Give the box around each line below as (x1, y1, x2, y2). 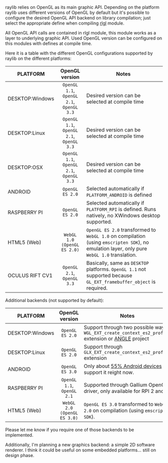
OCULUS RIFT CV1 (7, 272, 53, 279)
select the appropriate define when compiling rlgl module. (5, 20, 124, 26)
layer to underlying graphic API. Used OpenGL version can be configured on (5, 35, 162, 41)
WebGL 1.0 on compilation (86, 232, 146, 239)
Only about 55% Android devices (83, 362, 162, 369)
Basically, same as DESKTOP (86, 259, 149, 266)
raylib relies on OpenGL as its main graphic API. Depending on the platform (5, 4, 160, 10)
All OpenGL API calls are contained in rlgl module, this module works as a (5, 30, 156, 35)
